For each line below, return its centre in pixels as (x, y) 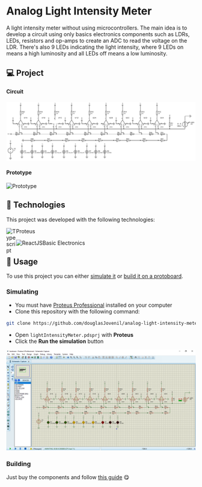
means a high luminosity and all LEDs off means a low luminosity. (87, 53)
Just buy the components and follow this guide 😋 (68, 477)
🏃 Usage (22, 261)
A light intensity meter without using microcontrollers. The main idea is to (97, 28)
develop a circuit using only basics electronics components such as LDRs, (98, 34)
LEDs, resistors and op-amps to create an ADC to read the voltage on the (97, 40)
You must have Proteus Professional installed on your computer (93, 305)
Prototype (19, 172)
